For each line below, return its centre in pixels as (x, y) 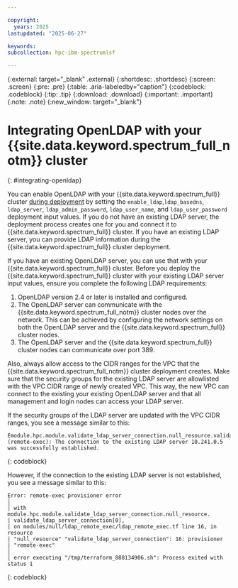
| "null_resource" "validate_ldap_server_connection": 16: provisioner (115, 539)
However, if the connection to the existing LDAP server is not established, (114, 475)
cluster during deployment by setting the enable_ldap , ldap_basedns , (106, 202)
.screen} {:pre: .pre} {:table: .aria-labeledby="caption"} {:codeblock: (107, 87)
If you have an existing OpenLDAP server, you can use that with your (107, 261)
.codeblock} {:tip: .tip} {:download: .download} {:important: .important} (110, 94)
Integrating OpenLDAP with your (104, 130)
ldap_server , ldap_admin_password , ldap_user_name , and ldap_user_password (118, 209)
